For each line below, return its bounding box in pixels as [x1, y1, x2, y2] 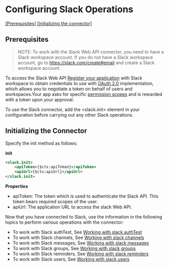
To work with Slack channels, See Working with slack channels [12, 234, 145, 241]
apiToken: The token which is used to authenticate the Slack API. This [12, 193, 159, 199]
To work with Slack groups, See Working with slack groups [12, 246, 136, 252]
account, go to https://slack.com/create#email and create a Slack [17, 60, 155, 66]
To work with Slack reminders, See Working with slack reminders [12, 251, 149, 257]
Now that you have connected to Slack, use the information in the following [5, 214, 162, 220]
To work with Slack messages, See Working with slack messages [12, 240, 149, 246]
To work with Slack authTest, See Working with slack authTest [12, 229, 142, 235]
